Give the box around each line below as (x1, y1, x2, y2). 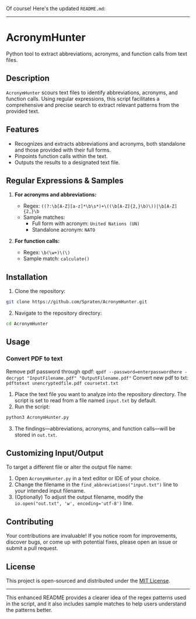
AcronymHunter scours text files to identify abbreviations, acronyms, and (6, 89, 178, 96)
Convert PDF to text (6, 355, 63, 363)
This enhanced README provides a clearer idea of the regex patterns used (6, 594, 187, 601)
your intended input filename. (14, 487, 86, 494)
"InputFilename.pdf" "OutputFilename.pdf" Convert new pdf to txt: (27, 374, 188, 381)
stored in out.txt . (14, 431, 57, 438)
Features (6, 125, 39, 135)
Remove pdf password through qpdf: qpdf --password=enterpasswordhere (6, 368, 183, 375)
